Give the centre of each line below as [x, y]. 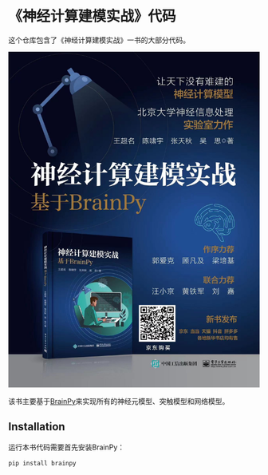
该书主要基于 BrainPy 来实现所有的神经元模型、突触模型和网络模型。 [119, 401]
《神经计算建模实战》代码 [93, 16]
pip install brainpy [43, 463]
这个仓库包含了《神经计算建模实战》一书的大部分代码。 [99, 40]
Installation [37, 427]
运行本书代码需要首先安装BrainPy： [67, 447]
